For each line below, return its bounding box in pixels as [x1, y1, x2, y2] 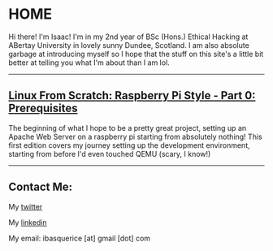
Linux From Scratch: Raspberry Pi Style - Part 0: [8, 89, 256, 102]
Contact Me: [8, 180, 73, 194]
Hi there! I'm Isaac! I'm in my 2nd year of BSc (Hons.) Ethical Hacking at [8, 32, 249, 41]
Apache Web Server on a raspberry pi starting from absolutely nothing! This [8, 132, 262, 141]
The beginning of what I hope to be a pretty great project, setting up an [8, 123, 247, 132]
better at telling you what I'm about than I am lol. [8, 58, 171, 67]
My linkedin [8, 217, 47, 227]
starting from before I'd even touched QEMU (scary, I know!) [8, 149, 211, 158]
